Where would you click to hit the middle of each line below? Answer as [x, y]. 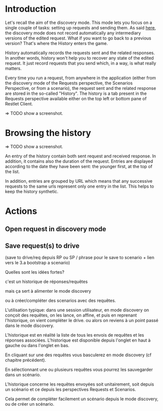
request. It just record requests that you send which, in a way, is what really [81, 63]
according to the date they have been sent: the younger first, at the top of [79, 166]
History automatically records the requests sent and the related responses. [80, 53]
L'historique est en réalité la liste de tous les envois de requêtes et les [75, 335]
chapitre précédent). [26, 360]
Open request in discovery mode [56, 229]
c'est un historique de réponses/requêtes [46, 281]
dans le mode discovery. [30, 325]
